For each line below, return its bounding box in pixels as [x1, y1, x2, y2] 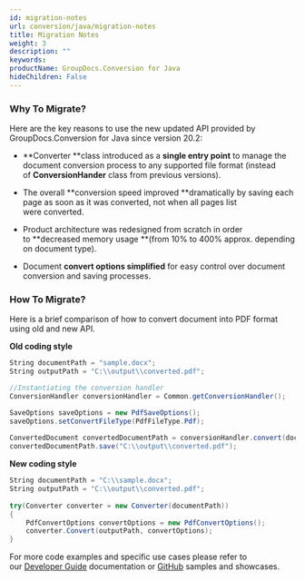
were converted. [22, 206, 84, 218]
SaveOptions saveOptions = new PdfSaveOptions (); [9, 408, 202, 418]
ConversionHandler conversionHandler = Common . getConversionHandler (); [9, 391, 286, 400]
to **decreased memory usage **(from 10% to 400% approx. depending [22, 233, 295, 245]
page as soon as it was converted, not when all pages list [22, 197, 238, 208]
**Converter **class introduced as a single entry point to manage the [22, 151, 288, 162]
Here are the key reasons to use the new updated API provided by [9, 123, 256, 134]
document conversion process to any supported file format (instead [22, 160, 277, 171]
